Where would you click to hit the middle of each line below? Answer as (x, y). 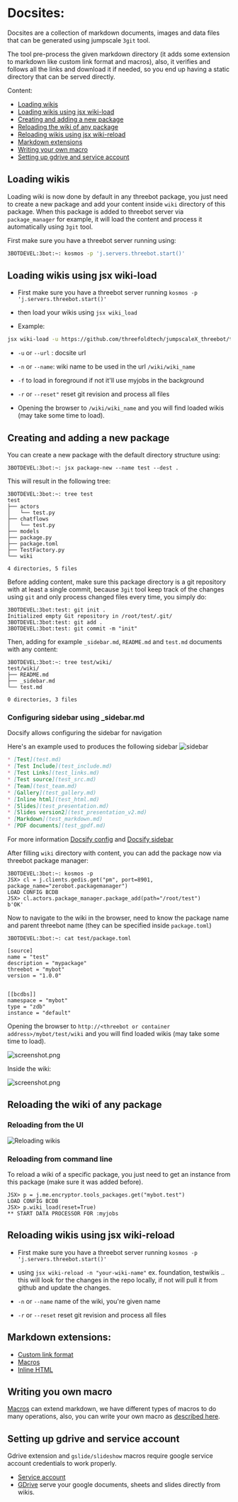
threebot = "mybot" (36, 970)
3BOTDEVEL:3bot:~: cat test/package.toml (69, 939)
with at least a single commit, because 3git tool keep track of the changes (116, 589)
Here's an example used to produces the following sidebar (93, 746)
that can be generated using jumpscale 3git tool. (79, 40)
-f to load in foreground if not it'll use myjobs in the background (110, 381)
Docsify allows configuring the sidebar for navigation (85, 733)
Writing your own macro (53, 149)
